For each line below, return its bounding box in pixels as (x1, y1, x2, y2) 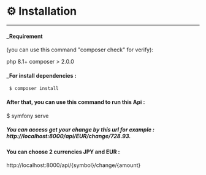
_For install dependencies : (6, 72, 77, 79)
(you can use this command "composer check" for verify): (6, 46, 153, 53)
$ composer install (9, 86, 59, 92)
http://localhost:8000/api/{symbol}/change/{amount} (6, 162, 141, 169)
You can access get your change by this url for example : (6, 126, 155, 133)
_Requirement (6, 32, 43, 40)
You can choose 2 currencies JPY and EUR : (6, 148, 121, 155)
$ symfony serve (6, 112, 49, 119)
